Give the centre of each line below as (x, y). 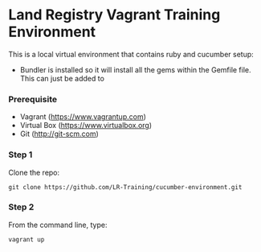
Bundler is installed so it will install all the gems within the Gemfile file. (135, 69)
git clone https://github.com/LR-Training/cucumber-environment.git (125, 187)
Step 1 (20, 155)
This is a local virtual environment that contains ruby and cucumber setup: (131, 54)
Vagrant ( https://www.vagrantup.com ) (83, 117)
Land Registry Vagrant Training (114, 15)
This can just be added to (62, 78)
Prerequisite (33, 99)
